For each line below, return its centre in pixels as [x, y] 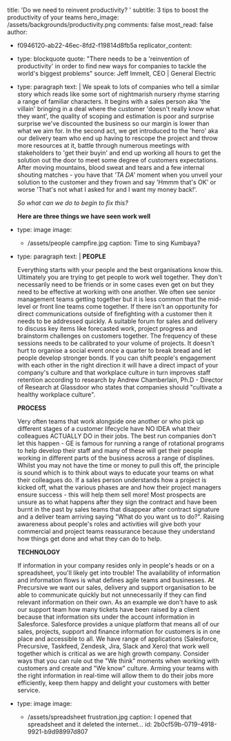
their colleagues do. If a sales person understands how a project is [112, 480]
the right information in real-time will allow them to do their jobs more [115, 675]
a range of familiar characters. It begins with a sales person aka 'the [113, 102]
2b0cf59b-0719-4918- [185, 724]
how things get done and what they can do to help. [89, 539]
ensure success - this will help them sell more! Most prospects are [111, 494]
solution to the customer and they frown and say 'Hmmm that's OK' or [117, 182]
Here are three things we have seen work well [83, 216]
